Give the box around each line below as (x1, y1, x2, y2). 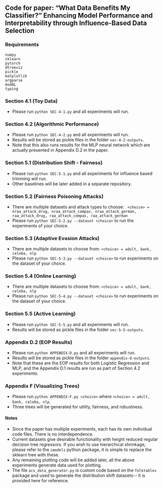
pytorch (5, 61, 21, 66)
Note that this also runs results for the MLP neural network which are (12, 142, 150, 148)
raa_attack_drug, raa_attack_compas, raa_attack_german (12, 213, 128, 218)
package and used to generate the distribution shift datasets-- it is (12, 472, 145, 478)
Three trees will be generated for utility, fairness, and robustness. (12, 404, 144, 410)
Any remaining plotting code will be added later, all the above (12, 457, 135, 463)
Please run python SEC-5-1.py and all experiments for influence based (12, 170, 153, 176)
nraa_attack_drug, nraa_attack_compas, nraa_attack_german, (12, 209, 137, 214)
